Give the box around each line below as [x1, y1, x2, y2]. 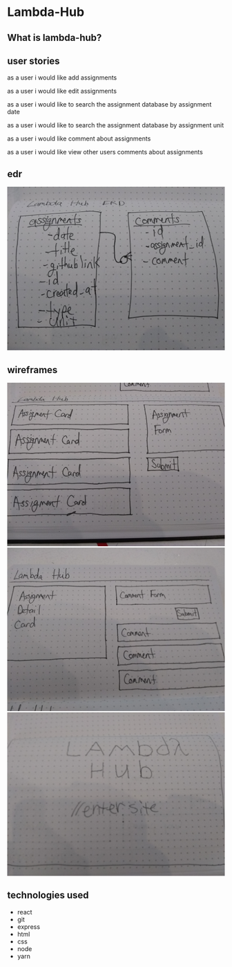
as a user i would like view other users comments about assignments [7, 148, 204, 156]
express [17, 922, 40, 931]
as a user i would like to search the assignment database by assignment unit [7, 121, 224, 129]
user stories [7, 55, 60, 66]
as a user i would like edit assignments [7, 87, 117, 96]
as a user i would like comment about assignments [7, 134, 151, 143]
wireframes [7, 364, 58, 376]
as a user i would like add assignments [7, 73, 117, 82]
